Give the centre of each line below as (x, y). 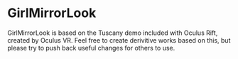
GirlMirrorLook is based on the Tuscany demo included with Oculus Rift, (113, 33)
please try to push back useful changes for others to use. (91, 48)
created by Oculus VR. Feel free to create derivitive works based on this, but (119, 40)
